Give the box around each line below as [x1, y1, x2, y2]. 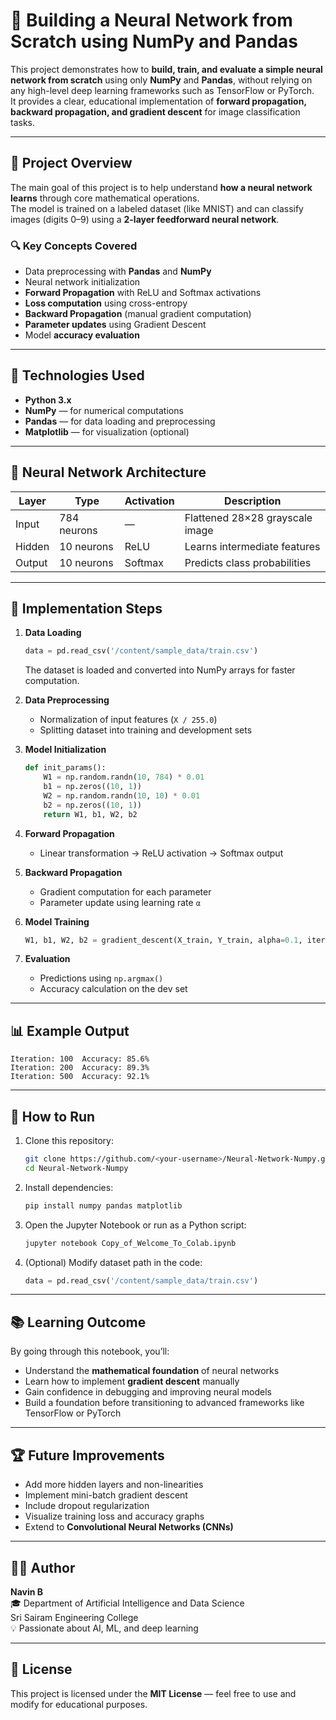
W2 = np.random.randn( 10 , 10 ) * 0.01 [43, 790, 201, 801]
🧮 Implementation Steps [10, 600, 163, 618]
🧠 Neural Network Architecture [10, 464, 207, 481]
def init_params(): [24, 763, 107, 773]
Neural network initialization [24, 276, 141, 288]
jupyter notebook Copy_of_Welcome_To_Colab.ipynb [24, 1238, 237, 1248]
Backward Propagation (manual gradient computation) [24, 308, 252, 320]
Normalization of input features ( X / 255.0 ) [39, 714, 218, 726]
